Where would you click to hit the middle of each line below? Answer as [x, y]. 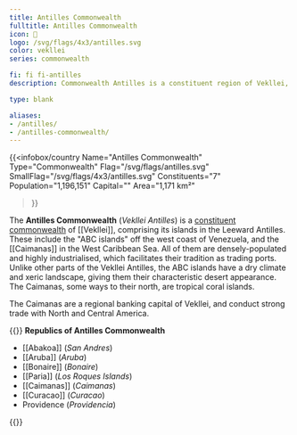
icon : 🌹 [24, 34]
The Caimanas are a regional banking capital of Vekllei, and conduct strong [147, 304]
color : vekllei [37, 51]
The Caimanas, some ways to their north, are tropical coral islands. [132, 287]
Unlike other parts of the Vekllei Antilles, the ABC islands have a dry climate [148, 267]
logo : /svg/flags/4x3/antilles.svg [75, 42]
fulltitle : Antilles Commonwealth [74, 26]
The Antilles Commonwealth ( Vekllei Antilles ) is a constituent [123, 220]
